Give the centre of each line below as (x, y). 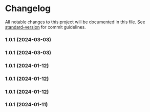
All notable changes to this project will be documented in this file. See (75, 22)
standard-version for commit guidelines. (45, 27)
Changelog (28, 8)
